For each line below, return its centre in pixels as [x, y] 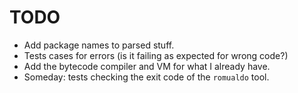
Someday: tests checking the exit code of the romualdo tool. [146, 77]
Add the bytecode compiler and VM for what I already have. [147, 66]
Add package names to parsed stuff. [99, 45]
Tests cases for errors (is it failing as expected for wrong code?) [156, 55]
